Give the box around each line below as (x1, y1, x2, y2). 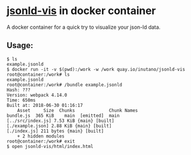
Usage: (6, 41, 34, 50)
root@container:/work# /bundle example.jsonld (6, 82, 122, 87)
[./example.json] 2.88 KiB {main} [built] (6, 123, 112, 129)
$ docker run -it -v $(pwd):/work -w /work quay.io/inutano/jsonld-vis (6, 66, 185, 72)
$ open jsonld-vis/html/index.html (6, 143, 94, 149)
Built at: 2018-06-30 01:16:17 (6, 102, 83, 108)
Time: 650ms (6, 97, 36, 103)
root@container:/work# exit (6, 138, 76, 144)
